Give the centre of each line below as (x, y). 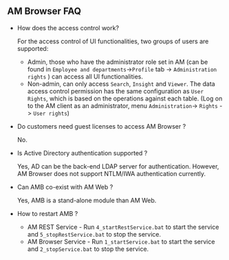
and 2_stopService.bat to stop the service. (88, 249)
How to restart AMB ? (47, 213)
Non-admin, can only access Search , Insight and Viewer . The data (121, 84)
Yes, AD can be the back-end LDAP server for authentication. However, (118, 166)
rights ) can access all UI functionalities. (85, 76)
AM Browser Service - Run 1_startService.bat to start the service (121, 241)
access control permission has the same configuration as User (116, 91)
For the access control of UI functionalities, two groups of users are (113, 41)
